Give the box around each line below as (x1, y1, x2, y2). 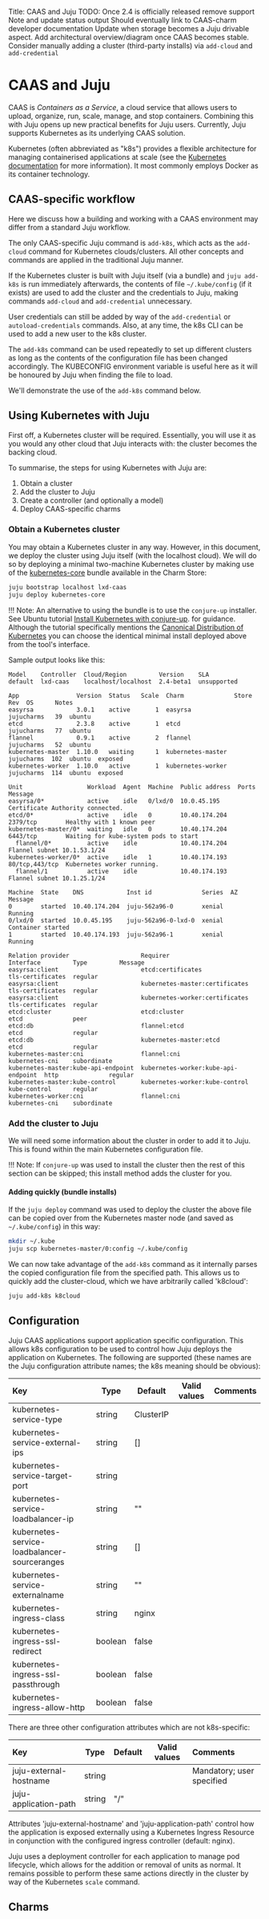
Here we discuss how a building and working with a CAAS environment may (8, 214, 259, 223)
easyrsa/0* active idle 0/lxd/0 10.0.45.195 (8, 797, 220, 805)
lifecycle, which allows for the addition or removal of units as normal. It (8, 1860, 242, 1869)
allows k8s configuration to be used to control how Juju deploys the (8, 1344, 232, 1354)
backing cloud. (8, 447, 58, 457)
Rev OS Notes (8, 699, 74, 707)
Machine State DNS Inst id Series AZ (8, 888, 239, 896)
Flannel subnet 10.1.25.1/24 (8, 874, 106, 882)
